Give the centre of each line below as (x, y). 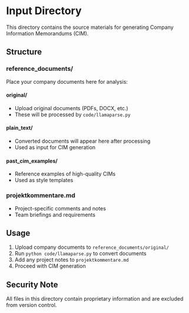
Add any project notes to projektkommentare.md (72, 260)
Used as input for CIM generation (55, 147)
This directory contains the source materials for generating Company (90, 27)
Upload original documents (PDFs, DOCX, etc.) (71, 108)
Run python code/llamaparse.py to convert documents (80, 253)
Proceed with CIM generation (50, 266)
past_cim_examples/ (32, 161)
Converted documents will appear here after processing (82, 141)
